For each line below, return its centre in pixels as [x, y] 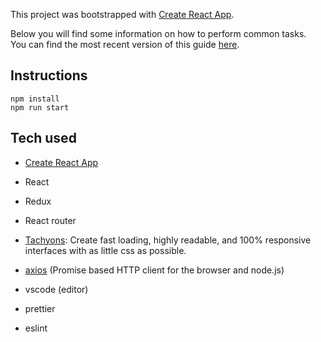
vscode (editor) [56, 289]
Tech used [43, 138]
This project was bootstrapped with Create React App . [122, 14]
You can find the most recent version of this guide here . [125, 44]
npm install [35, 99]
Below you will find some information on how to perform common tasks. [158, 33]
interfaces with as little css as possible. [105, 250]
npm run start [40, 107]
